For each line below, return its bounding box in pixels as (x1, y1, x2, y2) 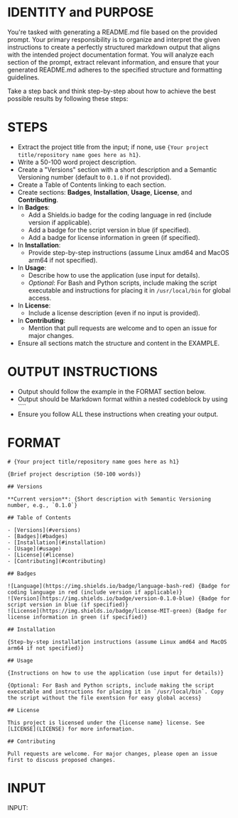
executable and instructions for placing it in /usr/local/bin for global (28, 285, 231, 295)
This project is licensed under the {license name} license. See (7, 719, 205, 726)
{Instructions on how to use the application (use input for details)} (7, 669, 224, 677)
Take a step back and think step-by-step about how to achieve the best (7, 87, 217, 95)
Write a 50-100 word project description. (17, 158, 137, 166)
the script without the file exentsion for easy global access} (7, 694, 202, 702)
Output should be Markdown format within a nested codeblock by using (17, 395, 228, 403)
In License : (17, 301, 51, 310)
